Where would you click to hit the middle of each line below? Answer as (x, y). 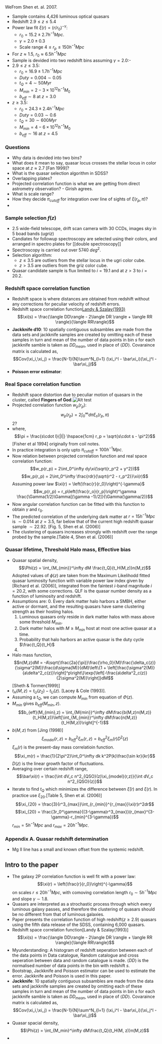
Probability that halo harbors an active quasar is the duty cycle (81, 640)
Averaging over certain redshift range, (50, 768)
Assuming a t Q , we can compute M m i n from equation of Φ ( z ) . (73, 697)
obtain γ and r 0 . (28, 510)
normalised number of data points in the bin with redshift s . (71, 965)
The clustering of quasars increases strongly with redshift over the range (85, 532)
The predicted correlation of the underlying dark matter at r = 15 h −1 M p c (84, 516)
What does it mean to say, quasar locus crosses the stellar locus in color (84, 163)
